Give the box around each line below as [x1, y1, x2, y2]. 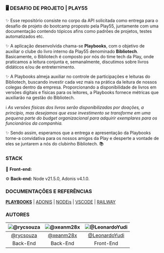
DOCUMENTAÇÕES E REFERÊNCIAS [5, 188, 92, 195]
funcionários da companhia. [5, 120, 63, 126]
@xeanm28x [47, 232, 77, 239]
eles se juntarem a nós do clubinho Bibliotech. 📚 [5, 141, 104, 147]
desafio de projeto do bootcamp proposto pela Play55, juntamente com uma [5, 23, 159, 29]
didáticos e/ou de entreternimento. [5, 64, 76, 70]
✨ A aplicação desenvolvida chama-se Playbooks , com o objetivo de [5, 43, 145, 49]
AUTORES [5, 211, 30, 218]
